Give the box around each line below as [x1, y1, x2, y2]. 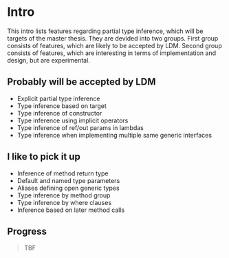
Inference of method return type [17, 169, 109, 178]
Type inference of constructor [17, 109, 102, 117]
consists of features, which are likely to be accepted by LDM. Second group [7, 41, 222, 50]
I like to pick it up [7, 151, 80, 162]
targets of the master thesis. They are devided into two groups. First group [7, 34, 219, 42]
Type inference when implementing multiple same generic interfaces [17, 131, 212, 139]
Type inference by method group [17, 191, 111, 200]
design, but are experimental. [7, 56, 91, 64]
